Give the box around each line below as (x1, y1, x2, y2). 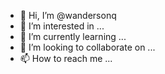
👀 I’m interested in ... (19, 20, 105, 32)
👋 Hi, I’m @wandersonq (19, 10, 117, 21)
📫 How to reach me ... (19, 53, 113, 64)
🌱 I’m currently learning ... (19, 31, 127, 42)
